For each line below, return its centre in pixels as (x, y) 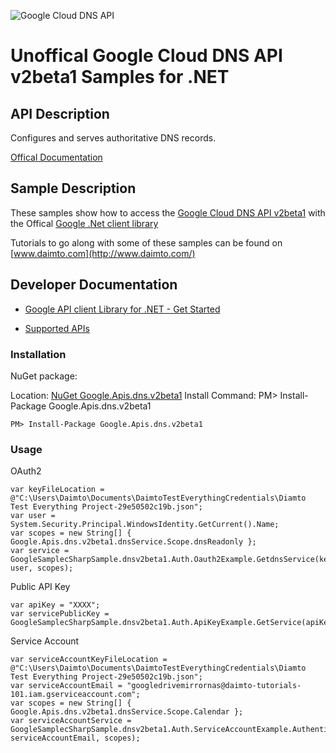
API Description (60, 113)
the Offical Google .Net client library (84, 223)
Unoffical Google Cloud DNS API (146, 56)
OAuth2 (26, 471)
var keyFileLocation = (57, 490)
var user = (33, 516)
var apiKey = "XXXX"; (55, 605)
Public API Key (40, 587)
